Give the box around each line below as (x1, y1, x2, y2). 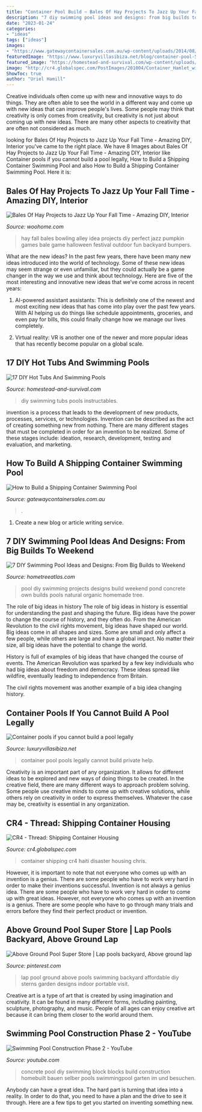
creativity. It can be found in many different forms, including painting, (6, 998, 177, 1005)
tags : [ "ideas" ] (6, 37, 47, 43)
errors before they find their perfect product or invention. (6, 908, 148, 914)
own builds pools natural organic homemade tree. (20, 592, 144, 599)
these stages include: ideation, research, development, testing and (6, 434, 171, 441)
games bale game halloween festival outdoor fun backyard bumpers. (20, 241, 192, 248)
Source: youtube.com (6, 1056, 60, 1063)
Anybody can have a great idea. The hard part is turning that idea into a (6, 1086, 183, 1093)
